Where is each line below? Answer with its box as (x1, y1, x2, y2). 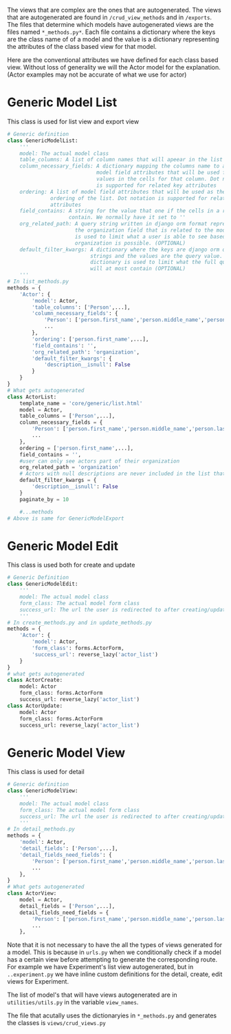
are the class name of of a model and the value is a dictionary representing (7, 35, 219, 43)
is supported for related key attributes (96, 182, 217, 189)
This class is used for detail (7, 768, 85, 776)
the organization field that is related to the (74, 227, 214, 234)
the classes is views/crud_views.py (7, 1019, 107, 1027)
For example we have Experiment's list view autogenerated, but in (7, 963, 194, 971)
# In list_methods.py (7, 278, 69, 285)
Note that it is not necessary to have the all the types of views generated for (7, 941, 223, 949)
